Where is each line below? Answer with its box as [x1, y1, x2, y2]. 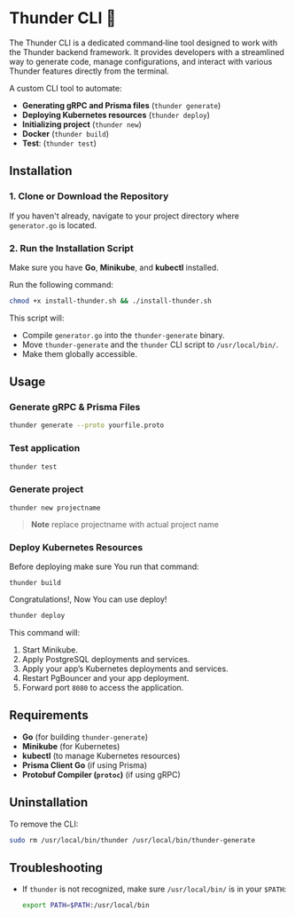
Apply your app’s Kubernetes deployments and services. [21, 663, 229, 674]
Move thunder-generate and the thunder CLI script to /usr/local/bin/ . [21, 339, 279, 350]
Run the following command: [9, 279, 113, 289]
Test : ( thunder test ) [21, 138, 97, 148]
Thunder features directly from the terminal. [9, 66, 170, 76]
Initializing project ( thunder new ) [21, 119, 142, 130]
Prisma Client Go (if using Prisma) [21, 759, 148, 771]
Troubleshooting [9, 860, 104, 875]
